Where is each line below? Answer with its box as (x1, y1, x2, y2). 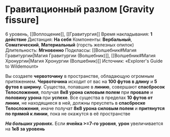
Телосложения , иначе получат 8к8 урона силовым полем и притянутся (5, 105, 165, 111)
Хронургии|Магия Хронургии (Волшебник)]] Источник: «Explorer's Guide (5, 58, 163, 64)
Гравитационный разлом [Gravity (5, 4, 155, 15)
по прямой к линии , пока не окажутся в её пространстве (5, 110, 130, 117)
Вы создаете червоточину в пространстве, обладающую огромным (5, 73, 154, 79)
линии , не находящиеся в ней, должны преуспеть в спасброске (5, 100, 146, 106)
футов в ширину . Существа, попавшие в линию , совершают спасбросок (5, 83, 165, 89)
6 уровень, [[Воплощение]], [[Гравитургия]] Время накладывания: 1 (5, 31, 153, 37)
